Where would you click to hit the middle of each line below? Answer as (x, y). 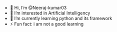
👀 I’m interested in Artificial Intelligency (50, 13)
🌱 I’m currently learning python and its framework (61, 18)
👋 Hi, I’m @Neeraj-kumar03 (38, 8)
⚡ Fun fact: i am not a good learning (47, 24)
